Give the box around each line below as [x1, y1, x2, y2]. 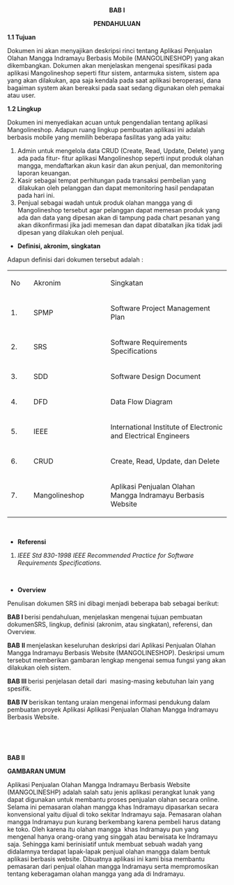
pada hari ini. [17, 192, 55, 199]
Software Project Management [110, 303, 210, 313]
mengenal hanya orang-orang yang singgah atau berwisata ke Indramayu [7, 833, 218, 841]
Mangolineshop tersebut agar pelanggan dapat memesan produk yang [17, 206, 220, 214]
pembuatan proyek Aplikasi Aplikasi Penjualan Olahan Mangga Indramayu [7, 705, 219, 714]
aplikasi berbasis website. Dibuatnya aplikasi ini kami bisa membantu [7, 855, 205, 863]
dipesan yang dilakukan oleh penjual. [17, 229, 124, 236]
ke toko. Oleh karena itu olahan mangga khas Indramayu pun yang [7, 825, 199, 833]
